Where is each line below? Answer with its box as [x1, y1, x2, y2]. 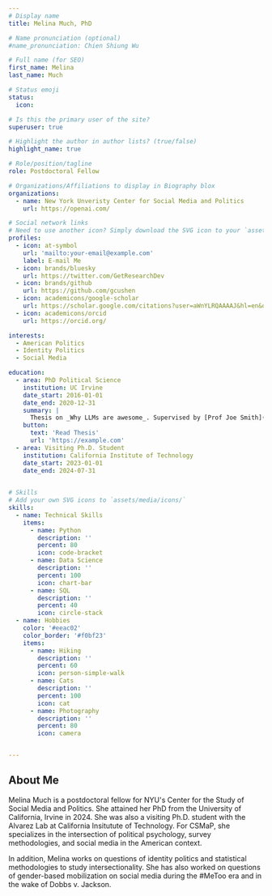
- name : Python [29, 526, 82, 534]
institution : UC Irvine [23, 384, 104, 392]
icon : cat [37, 699, 70, 707]
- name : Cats [29, 677, 74, 685]
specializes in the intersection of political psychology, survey [8, 829, 212, 839]
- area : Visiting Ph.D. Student [15, 444, 125, 452]
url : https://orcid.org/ [23, 316, 107, 325]
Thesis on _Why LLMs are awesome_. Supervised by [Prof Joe [29, 414, 237, 422]
